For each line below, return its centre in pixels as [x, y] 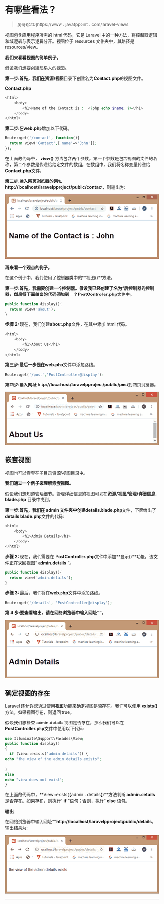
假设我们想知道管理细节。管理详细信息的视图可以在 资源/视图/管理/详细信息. [81, 493]
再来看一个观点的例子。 [29, 267]
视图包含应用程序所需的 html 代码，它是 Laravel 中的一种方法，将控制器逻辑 [81, 35]
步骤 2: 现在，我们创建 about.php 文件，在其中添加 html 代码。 [67, 324]
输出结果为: [17, 828]
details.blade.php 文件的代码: [35, 516]
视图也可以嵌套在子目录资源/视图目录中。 [47, 473]
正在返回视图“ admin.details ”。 [41, 563]
